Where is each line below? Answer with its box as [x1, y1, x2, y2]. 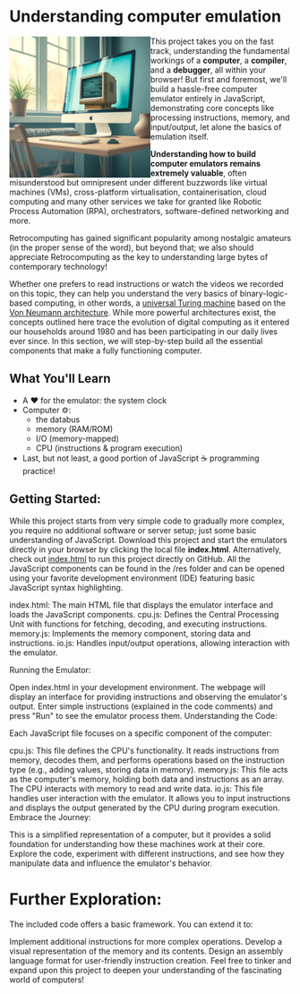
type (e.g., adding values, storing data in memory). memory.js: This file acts [9, 764, 288, 774]
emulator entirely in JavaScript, [150, 92, 266, 104]
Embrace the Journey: [9, 811, 91, 822]
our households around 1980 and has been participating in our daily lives [9, 325, 278, 337]
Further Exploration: [9, 889, 163, 909]
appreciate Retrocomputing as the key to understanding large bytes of [9, 251, 269, 262]
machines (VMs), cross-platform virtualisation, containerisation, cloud [9, 186, 267, 197]
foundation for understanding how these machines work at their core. [9, 838, 266, 849]
